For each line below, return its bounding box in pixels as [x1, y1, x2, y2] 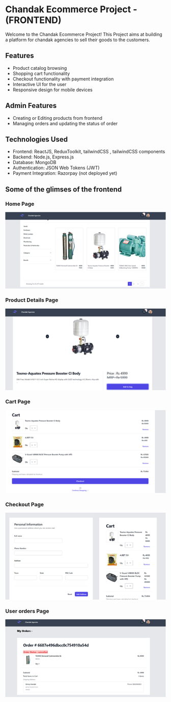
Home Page [5, 200, 35, 207]
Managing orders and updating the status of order [12, 120, 118, 126]
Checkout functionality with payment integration [12, 75, 114, 82]
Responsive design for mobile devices [12, 87, 93, 93]
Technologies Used [5, 135, 68, 144]
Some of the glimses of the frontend [5, 185, 122, 194]
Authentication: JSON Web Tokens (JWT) [12, 165, 100, 171]
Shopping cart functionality [12, 70, 70, 76]
